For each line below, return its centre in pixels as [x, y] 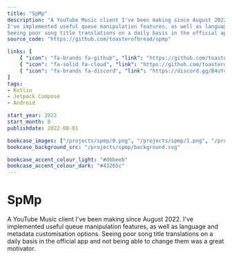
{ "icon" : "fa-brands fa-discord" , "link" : [83, 71]
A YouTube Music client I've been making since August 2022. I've [100, 219]
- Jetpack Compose [33, 97]
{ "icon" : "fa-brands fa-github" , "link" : [81, 58]
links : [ [20, 52]
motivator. [21, 248]
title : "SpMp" [28, 13]
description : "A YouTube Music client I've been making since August [109, 20]
